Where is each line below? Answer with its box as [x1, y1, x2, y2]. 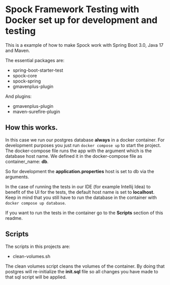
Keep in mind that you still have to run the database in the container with [5, 194, 157, 201]
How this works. [5, 123, 58, 132]
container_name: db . [5, 158, 49, 164]
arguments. [5, 174, 30, 180]
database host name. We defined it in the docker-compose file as [5, 153, 143, 159]
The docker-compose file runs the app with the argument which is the [5, 148, 152, 154]
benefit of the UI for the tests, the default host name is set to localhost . [5, 189, 155, 195]
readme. [5, 215, 23, 221]
